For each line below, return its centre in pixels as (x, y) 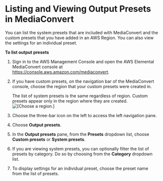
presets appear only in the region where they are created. (70, 101)
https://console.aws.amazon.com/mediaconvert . (61, 72)
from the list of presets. (36, 173)
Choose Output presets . (37, 125)
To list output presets (27, 52)
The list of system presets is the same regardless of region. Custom (80, 96)
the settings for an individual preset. (41, 43)
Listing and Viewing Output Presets (78, 9)
